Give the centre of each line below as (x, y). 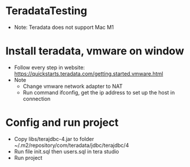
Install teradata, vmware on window (95, 51)
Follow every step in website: (49, 67)
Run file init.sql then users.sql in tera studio (66, 151)
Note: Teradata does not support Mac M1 (64, 27)
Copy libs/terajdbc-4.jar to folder (54, 139)
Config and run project (62, 123)
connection (37, 99)
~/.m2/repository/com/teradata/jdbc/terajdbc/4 (71, 145)
